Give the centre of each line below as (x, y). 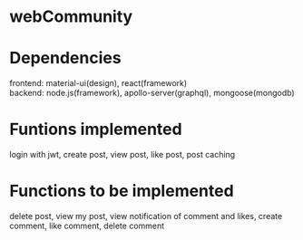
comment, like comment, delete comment (87, 226)
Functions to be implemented (122, 191)
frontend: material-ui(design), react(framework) (98, 83)
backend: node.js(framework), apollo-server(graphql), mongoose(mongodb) (152, 93)
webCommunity (71, 17)
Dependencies (65, 58)
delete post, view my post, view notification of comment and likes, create (146, 216)
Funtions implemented (96, 130)
